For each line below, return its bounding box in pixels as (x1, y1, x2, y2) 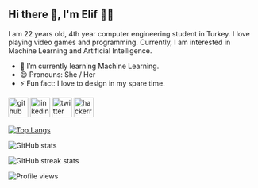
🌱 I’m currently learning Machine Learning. (19, 61, 160, 71)
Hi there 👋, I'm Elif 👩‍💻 (8, 8, 114, 21)
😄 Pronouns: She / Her (19, 69, 96, 79)
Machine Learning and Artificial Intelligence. (8, 45, 152, 56)
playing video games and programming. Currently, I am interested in (8, 37, 231, 47)
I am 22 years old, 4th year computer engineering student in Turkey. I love (8, 29, 250, 38)
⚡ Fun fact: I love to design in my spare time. (19, 79, 165, 88)
